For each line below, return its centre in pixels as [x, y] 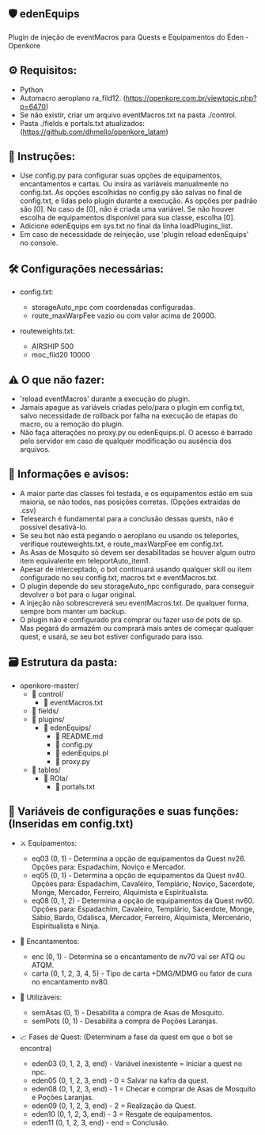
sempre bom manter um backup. [73, 611]
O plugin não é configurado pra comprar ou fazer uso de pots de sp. [131, 619]
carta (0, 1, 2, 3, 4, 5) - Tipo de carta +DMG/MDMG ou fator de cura [142, 973]
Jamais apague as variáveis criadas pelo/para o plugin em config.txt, [132, 407]
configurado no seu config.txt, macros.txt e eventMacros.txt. [119, 577]
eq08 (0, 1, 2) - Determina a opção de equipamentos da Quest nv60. [143, 900]
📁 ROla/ [56, 778]
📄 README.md [79, 736]
